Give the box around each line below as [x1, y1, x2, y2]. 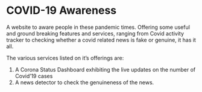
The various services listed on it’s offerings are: [6, 54, 124, 61]
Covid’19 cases [14, 72, 53, 79]
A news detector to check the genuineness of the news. [14, 79, 154, 86]
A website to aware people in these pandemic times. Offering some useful [6, 23, 190, 31]
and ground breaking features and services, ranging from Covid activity [6, 29, 185, 37]
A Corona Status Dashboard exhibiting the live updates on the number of [14, 66, 196, 73]
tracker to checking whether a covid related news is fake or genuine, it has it [6, 36, 196, 43]
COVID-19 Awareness [6, 4, 117, 17]
